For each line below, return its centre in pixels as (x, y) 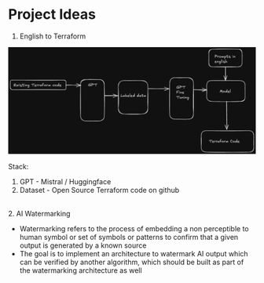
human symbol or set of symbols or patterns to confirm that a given (129, 237)
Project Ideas (52, 15)
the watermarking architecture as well (81, 270)
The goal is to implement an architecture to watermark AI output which (134, 253)
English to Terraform (53, 36)
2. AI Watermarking (39, 213)
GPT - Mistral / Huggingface (65, 181)
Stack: (18, 166)
